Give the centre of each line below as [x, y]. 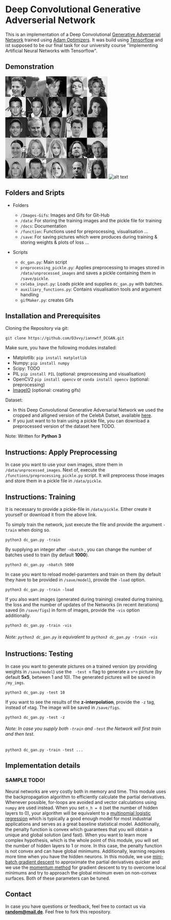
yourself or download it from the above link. [51, 515]
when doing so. [34, 530]
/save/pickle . [35, 278]
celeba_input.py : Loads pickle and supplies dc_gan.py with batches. [92, 284]
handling [30, 294]
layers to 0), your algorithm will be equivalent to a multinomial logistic [78, 813]
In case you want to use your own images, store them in [64, 465]
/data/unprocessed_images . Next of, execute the [55, 470]
